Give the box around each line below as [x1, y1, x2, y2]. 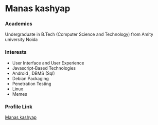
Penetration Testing [12, 81, 52, 86]
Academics [5, 21, 33, 27]
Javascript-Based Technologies [12, 65, 76, 71]
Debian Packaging [12, 75, 49, 81]
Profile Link [5, 103, 33, 110]
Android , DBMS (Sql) [12, 70, 55, 76]
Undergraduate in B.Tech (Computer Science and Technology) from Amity [5, 31, 154, 37]
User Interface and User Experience [12, 60, 85, 66]
